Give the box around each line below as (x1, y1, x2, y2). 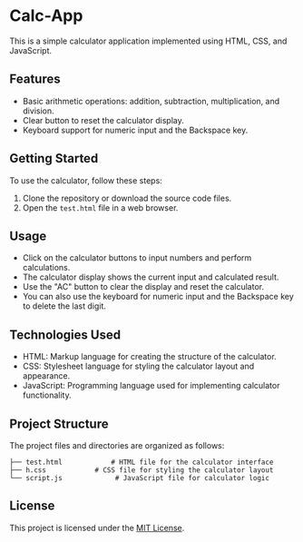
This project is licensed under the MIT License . (9, 522, 185, 533)
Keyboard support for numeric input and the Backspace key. (22, 124, 249, 135)
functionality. (22, 389, 72, 400)
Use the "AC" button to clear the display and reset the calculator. (22, 281, 265, 292)
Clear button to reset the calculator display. (22, 114, 184, 125)
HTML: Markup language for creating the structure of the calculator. (22, 351, 277, 362)
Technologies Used (9, 327, 121, 342)
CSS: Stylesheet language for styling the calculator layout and (22, 360, 255, 372)
